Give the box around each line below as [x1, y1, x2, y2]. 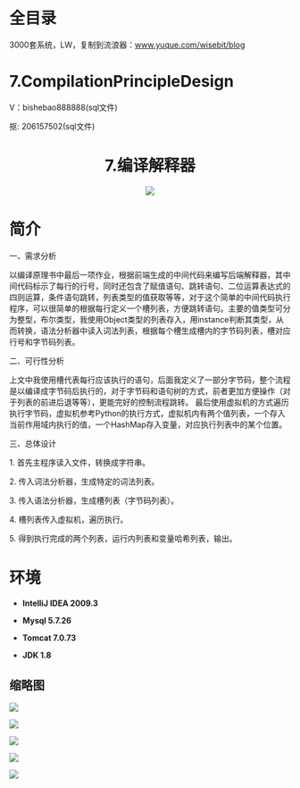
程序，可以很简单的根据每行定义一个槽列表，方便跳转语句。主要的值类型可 [9, 303, 283, 314]
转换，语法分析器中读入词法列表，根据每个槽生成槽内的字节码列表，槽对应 [16, 325, 291, 336]
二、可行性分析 [9, 355, 64, 366]
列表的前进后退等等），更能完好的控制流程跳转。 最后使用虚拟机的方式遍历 [16, 397, 289, 407]
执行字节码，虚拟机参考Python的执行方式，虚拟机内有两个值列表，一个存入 [9, 407, 286, 418]
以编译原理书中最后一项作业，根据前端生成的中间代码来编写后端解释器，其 [9, 269, 283, 280]
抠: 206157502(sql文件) [9, 121, 96, 131]
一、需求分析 [9, 250, 56, 261]
